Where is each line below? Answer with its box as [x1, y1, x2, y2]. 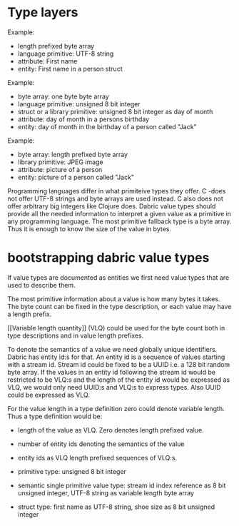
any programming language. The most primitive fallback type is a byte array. [7, 217, 232, 226]
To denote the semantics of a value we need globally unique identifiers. [7, 345, 218, 353]
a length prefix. [7, 310, 52, 318]
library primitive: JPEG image [17, 158, 103, 166]
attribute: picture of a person [17, 165, 103, 173]
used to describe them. [7, 280, 76, 289]
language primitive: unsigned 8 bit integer [17, 99, 141, 108]
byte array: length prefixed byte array [17, 150, 128, 158]
